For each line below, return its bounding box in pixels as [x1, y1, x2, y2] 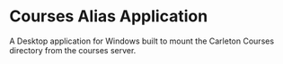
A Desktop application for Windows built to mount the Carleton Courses [9, 36, 275, 46]
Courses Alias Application [9, 6, 208, 27]
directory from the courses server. [9, 44, 137, 55]
